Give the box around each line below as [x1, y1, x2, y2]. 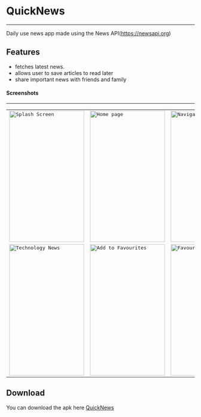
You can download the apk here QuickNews [6, 404, 114, 411]
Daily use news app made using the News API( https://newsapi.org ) [6, 29, 172, 37]
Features [6, 47, 40, 58]
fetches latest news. [14, 63, 65, 70]
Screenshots [6, 89, 39, 97]
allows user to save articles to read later [14, 69, 114, 76]
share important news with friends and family [14, 76, 127, 83]
